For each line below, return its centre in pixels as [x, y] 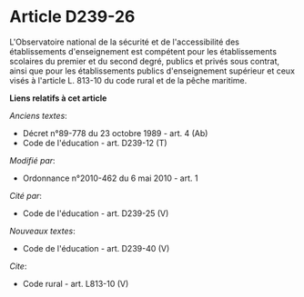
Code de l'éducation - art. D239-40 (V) [96, 248]
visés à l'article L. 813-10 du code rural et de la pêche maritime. [128, 80]
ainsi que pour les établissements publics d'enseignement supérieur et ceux [152, 71]
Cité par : [26, 195]
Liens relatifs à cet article [58, 98]
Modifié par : [33, 160]
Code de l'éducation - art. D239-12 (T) [95, 143]
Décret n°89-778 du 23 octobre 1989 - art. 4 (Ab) [115, 133]
